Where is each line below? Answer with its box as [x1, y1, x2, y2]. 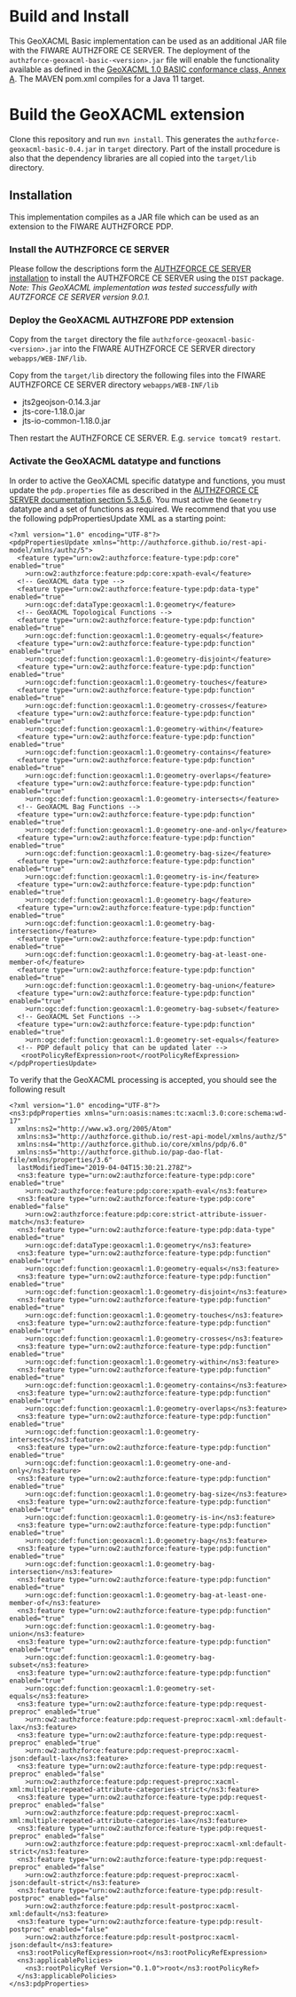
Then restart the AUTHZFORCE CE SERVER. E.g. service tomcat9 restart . [9, 433, 281, 443]
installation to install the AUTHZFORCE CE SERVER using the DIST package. [9, 273, 284, 283]
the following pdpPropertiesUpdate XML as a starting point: [9, 513, 226, 523]
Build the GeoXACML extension [9, 105, 245, 125]
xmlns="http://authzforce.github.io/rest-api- [92, 537, 268, 547]
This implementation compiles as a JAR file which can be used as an [9, 211, 260, 222]
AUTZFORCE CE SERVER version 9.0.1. [9, 291, 151, 302]
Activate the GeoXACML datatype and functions [9, 455, 222, 467]
